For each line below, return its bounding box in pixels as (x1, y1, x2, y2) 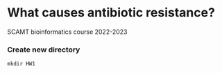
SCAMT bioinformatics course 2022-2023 (7, 28, 128, 36)
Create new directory (7, 45, 80, 54)
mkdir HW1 (7, 61, 36, 67)
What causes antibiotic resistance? (7, 5, 215, 21)
